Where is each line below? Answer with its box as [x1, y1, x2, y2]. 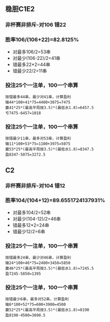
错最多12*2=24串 [12, 222, 50, 228]
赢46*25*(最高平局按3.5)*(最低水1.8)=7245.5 [5, 266, 94, 271]
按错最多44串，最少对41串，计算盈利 [5, 94, 71, 99]
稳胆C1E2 [5, 5, 35, 14]
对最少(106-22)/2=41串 [12, 55, 61, 61]
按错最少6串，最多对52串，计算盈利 [5, 297, 69, 302]
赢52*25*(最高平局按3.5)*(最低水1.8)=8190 [5, 307, 90, 313]
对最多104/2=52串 [12, 209, 51, 216]
